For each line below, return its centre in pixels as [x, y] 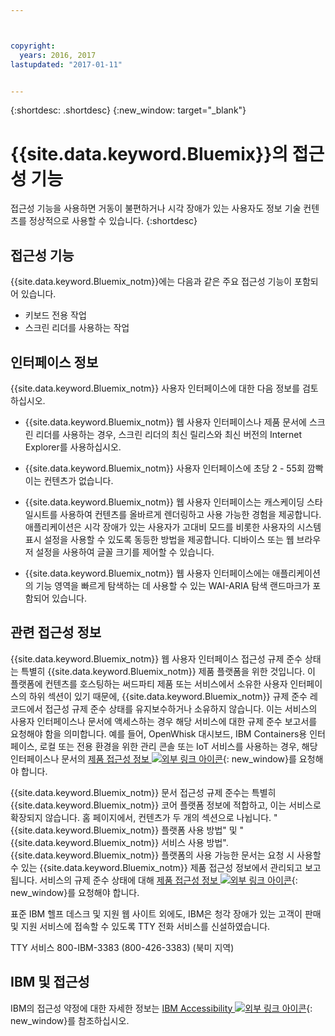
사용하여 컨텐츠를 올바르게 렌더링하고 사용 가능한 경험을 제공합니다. [190, 514]
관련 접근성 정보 [56, 632]
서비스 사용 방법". [195, 842]
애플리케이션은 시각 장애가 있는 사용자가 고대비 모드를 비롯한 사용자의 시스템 [173, 527]
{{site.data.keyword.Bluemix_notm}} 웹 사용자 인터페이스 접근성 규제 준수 [156, 658]
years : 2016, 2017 [58, 55]
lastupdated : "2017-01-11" [66, 64]
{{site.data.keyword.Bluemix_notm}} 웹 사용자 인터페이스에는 [147, 573]
